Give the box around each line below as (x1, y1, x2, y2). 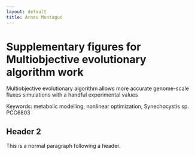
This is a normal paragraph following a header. (6, 142, 121, 150)
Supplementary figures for (6, 40, 141, 54)
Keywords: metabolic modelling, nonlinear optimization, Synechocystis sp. (6, 103, 190, 110)
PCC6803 (6, 109, 31, 116)
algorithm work (6, 65, 84, 79)
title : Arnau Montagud (6, 14, 63, 20)
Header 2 (6, 126, 42, 137)
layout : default (6, 8, 47, 15)
